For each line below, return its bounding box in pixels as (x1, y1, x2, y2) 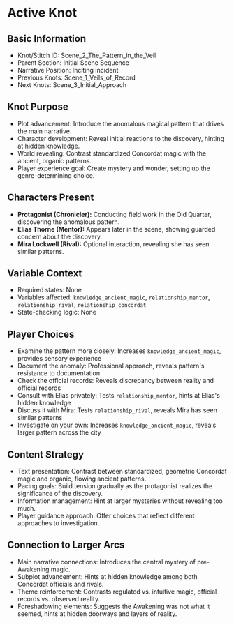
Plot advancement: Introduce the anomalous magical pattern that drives (17, 119, 224, 128)
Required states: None (17, 286, 82, 294)
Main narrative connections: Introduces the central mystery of (17, 557, 196, 566)
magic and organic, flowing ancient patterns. (17, 474, 147, 483)
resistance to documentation (17, 369, 100, 377)
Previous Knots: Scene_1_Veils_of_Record (17, 73, 136, 82)
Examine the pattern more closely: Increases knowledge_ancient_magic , (17, 347, 221, 355)
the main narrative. (17, 127, 72, 135)
